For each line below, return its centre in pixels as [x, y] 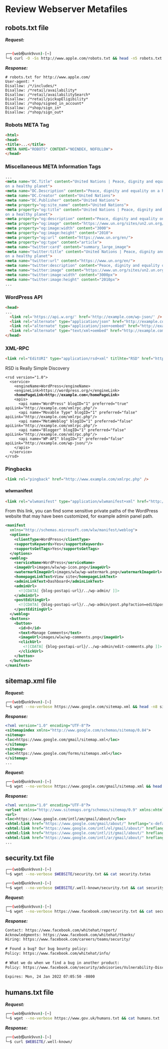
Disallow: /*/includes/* [31, 86]
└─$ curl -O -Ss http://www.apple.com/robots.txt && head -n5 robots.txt [84, 58]
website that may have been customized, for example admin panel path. [79, 516]
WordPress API [24, 297]
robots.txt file [27, 28]
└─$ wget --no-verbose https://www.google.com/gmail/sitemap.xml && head [84, 786]
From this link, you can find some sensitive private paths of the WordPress [82, 511]
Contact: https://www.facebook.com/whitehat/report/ [61, 930]
